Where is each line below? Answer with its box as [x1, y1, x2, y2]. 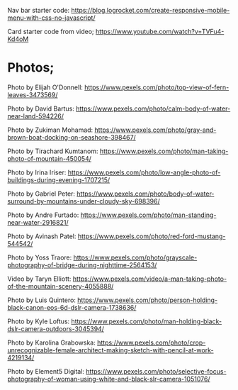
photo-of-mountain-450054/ [7, 154, 92, 162]
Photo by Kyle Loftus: [7, 317, 70, 325]
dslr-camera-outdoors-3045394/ [7, 324, 105, 333]
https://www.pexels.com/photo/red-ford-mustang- [77, 232, 226, 240]
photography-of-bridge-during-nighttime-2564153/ [7, 260, 157, 269]
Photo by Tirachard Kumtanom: [7, 147, 98, 155]
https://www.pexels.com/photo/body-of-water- [76, 189, 215, 198]
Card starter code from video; [7, 28, 94, 35]
